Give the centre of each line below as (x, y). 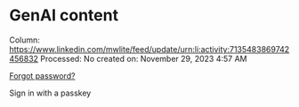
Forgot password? (42, 75)
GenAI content (64, 15)
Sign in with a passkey (50, 93)
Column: (24, 40)
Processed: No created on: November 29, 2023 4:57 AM (143, 58)
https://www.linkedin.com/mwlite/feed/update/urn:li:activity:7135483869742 (149, 49)
